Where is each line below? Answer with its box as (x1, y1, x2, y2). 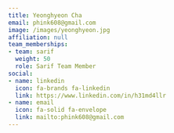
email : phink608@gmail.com (8, 19, 96, 27)
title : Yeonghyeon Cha (8, 11, 82, 20)
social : (8, 70, 34, 77)
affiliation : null (8, 33, 68, 41)
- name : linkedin (8, 77, 65, 84)
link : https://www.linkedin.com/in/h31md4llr (15, 92, 167, 99)
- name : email (8, 99, 55, 106)
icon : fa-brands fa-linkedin (15, 84, 111, 92)
